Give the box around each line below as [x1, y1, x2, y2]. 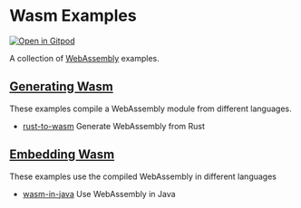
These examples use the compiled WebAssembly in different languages [9, 171, 277, 182]
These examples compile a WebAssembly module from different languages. [9, 103, 292, 114]
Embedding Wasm [9, 147, 115, 163]
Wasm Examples [9, 5, 138, 26]
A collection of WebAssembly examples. [9, 52, 160, 63]
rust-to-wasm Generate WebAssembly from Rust [22, 120, 206, 131]
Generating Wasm [9, 79, 113, 95]
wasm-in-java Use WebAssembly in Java [22, 188, 176, 199]
